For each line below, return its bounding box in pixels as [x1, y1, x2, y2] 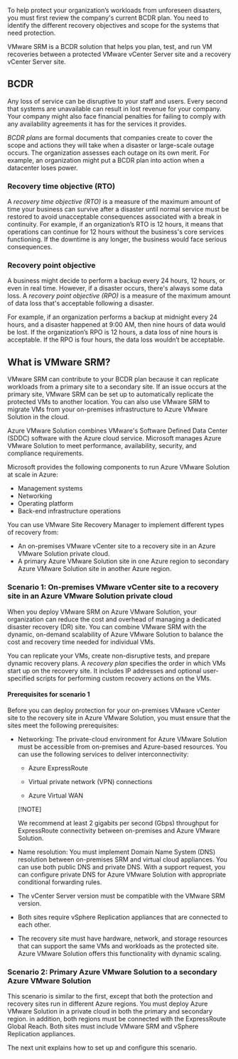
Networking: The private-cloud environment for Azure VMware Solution [17, 734, 227, 743]
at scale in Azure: [7, 470, 58, 479]
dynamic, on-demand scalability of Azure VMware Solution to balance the [7, 630, 224, 639]
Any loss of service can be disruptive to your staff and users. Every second [7, 97, 228, 105]
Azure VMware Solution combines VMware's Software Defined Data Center [7, 426, 228, 435]
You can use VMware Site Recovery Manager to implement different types [7, 521, 225, 529]
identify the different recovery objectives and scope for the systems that [7, 21, 220, 29]
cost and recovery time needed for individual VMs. [7, 637, 156, 646]
